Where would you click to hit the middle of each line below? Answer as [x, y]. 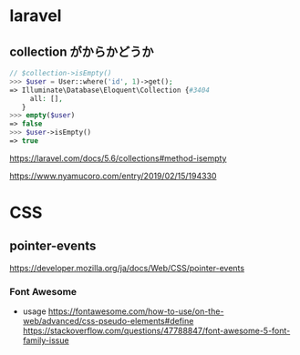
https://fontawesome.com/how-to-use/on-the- [136, 311]
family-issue [46, 340]
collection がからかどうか [82, 51]
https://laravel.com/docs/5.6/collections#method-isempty [118, 158]
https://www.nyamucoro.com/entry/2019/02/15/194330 [113, 176]
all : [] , [47, 98]
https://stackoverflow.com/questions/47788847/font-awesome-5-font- [156, 331]
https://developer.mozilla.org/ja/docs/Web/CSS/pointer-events [127, 268]
